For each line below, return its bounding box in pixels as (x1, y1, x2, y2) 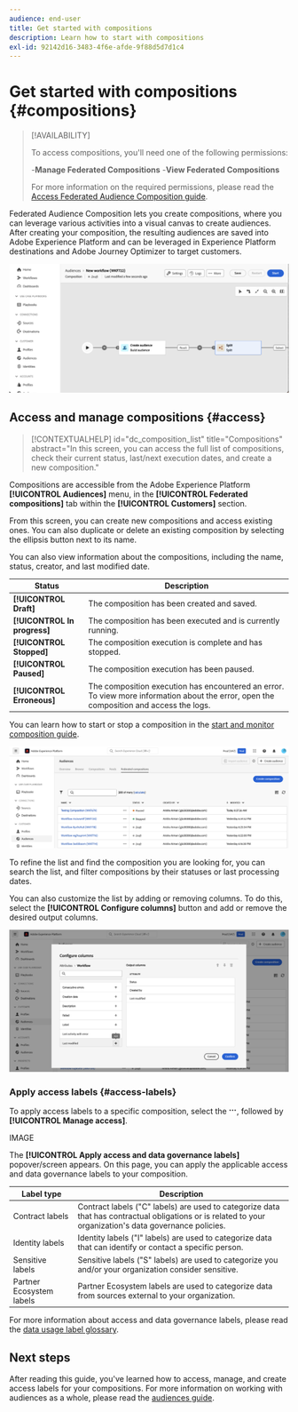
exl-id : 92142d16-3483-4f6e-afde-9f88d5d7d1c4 (9, 43, 184, 52)
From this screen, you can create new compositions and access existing (9, 515, 273, 526)
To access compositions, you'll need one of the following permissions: (30, 148, 288, 158)
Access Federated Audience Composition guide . (30, 191, 208, 202)
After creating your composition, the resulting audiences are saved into (9, 227, 269, 238)
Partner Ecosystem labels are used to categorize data (77, 1280, 273, 1292)
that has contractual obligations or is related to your (77, 1211, 266, 1222)
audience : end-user (9, 14, 82, 23)
